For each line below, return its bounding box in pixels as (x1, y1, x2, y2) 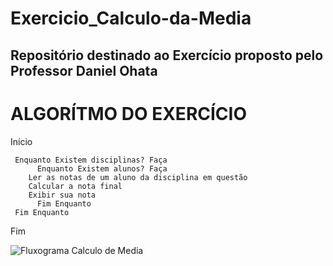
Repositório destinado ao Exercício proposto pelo (10, 47, 324, 64)
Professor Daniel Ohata (10, 62, 158, 79)
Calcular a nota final (28, 181, 123, 191)
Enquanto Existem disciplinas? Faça (14, 155, 168, 165)
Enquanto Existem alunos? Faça (36, 163, 168, 174)
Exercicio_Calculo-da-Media (10, 7, 252, 30)
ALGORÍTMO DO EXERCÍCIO (10, 102, 247, 125)
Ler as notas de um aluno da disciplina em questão (28, 172, 248, 182)
